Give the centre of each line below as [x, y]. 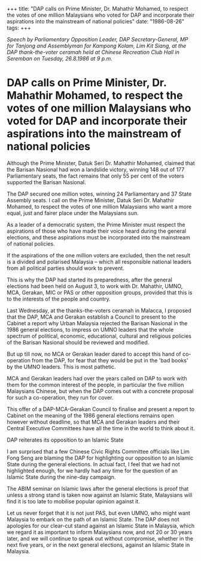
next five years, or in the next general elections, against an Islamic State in [98, 545]
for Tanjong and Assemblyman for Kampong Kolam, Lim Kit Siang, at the [97, 46]
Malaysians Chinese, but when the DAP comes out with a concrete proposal [100, 391]
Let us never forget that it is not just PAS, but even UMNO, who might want [99, 513]
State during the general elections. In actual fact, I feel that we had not [93, 464]
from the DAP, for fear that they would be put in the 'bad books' [110, 360]
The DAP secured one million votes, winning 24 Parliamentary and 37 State [99, 194]
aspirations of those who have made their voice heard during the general [97, 231]
